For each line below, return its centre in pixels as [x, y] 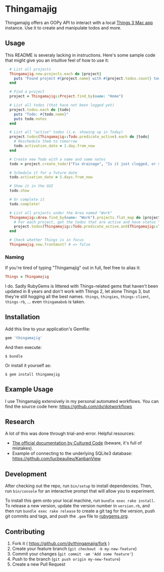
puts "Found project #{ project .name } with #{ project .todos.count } [83, 78]
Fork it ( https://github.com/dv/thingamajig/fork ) [61, 543]
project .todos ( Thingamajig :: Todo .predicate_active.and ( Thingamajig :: [86, 226]
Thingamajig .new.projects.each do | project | [55, 74]
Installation [22, 317]
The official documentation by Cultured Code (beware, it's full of [77, 443]
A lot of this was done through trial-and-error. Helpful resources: [70, 434]
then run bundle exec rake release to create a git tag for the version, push [80, 511]
